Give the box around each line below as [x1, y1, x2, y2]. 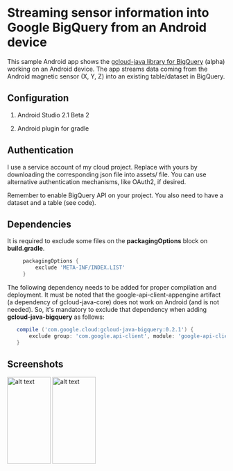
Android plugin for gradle [17, 124, 89, 133]
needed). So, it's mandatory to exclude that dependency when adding [7, 306, 207, 313]
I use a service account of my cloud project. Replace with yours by [7, 163, 198, 171]
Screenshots [7, 358, 64, 370]
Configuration [7, 92, 69, 104]
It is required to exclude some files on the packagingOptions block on [7, 237, 208, 245]
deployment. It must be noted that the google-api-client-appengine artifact [7, 290, 221, 299]
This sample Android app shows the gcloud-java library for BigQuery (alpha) [7, 57, 225, 65]
